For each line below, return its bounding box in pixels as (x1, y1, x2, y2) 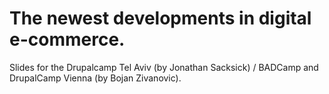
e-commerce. (9, 28, 126, 51)
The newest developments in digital (9, 7, 312, 30)
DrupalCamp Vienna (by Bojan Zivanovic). (9, 72, 182, 84)
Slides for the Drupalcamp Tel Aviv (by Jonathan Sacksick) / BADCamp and (9, 61, 319, 73)
